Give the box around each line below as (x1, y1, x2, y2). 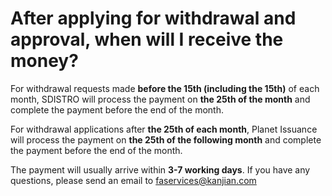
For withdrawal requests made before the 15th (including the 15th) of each (10, 82, 320, 94)
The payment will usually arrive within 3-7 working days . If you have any (10, 163, 311, 176)
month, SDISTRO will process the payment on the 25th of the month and (10, 93, 311, 105)
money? (10, 50, 79, 72)
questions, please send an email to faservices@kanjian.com (10, 174, 257, 186)
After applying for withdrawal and (10, 7, 297, 30)
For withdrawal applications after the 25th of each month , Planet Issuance (10, 123, 318, 135)
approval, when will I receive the (10, 28, 284, 51)
